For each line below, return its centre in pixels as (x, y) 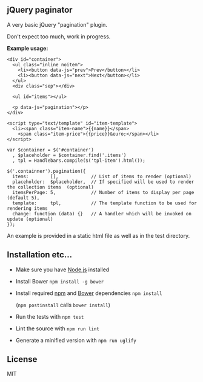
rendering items (27, 208)
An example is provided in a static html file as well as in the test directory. (98, 235)
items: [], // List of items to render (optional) (102, 176)
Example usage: (28, 48)
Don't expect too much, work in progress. (59, 36)
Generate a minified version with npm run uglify (76, 340)
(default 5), (23, 198)
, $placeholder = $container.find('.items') (69, 155)
